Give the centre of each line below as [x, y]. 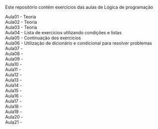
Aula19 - [14, 112]
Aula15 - [14, 91]
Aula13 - [14, 80]
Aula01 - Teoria [21, 17]
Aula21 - [14, 122]
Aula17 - [13, 101]
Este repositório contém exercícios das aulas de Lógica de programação [79, 7]
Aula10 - [14, 64]
